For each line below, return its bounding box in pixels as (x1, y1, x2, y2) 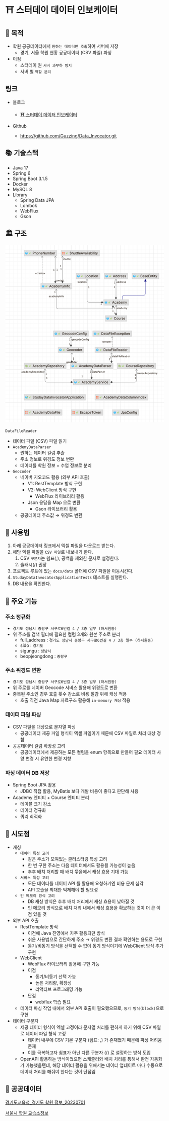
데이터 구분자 (12, 1018, 39, 1024)
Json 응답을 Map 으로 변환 (27, 499, 81, 505)
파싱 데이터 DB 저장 (5, 769, 49, 776)
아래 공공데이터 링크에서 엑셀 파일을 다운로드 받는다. (12, 543, 115, 549)
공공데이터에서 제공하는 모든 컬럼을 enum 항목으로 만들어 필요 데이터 (20, 749, 156, 755)
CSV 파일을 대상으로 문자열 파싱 (12, 724, 76, 730)
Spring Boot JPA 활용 (12, 782, 57, 788)
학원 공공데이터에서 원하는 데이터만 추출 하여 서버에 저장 (12, 43, 119, 49)
